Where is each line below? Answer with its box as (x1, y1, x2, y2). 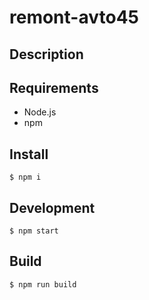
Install (9, 146, 49, 163)
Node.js (23, 106, 57, 118)
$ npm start (9, 226, 59, 236)
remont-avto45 (9, 6, 139, 29)
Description (9, 46, 84, 63)
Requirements (9, 79, 99, 96)
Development (9, 199, 96, 216)
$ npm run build (9, 279, 77, 290)
